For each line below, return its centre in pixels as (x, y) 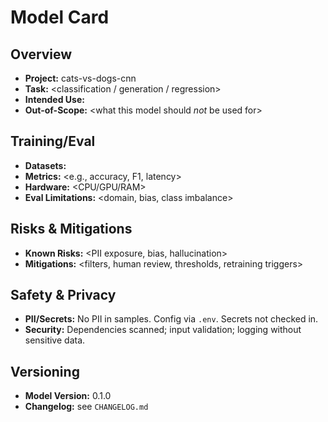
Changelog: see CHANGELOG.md (86, 407)
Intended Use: (54, 99)
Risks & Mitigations (71, 229)
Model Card (60, 17)
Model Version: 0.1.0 (68, 396)
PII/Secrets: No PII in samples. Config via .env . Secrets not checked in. (171, 319)
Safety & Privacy (63, 295)
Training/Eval (53, 141)
